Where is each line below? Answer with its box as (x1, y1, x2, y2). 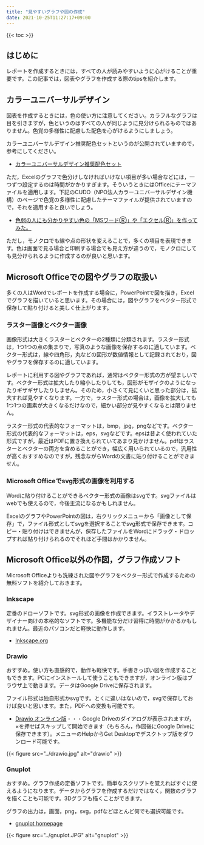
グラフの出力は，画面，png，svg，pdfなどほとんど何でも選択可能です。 (6, 808, 187, 815)
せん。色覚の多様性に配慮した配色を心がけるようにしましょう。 (16, 127, 176, 134)
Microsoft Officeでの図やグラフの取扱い (6, 271, 158, 282)
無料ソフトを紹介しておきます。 (6, 579, 86, 586)
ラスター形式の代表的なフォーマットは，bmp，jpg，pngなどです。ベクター (6, 422, 194, 430)
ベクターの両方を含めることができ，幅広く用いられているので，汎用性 (22, 445, 197, 452)
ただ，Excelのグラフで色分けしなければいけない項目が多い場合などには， (6, 174, 190, 181)
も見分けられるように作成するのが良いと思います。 (6, 253, 134, 260)
